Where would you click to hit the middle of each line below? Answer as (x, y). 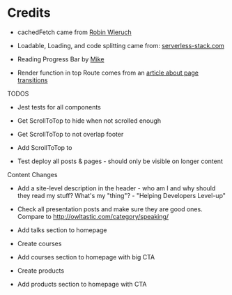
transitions (32, 80)
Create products (41, 271)
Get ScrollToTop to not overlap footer (70, 134)
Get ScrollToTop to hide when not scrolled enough (89, 121)
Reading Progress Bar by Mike (61, 59)
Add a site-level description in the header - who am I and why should (116, 188)
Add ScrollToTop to (45, 147)
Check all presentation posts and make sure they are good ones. (110, 209)
